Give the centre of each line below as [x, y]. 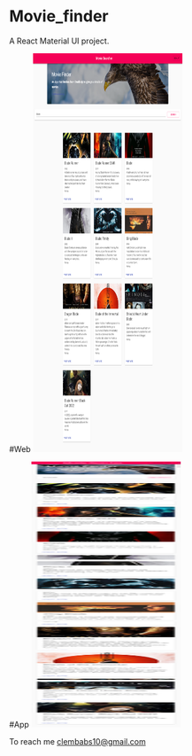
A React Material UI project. [59, 41]
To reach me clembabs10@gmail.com [77, 741]
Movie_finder [59, 16]
